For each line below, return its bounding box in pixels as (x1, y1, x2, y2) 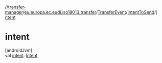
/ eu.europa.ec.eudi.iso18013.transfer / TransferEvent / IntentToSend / (23, 9, 156, 15)
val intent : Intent (5, 52, 38, 58)
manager (5, 9, 23, 15)
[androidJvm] (5, 47, 33, 53)
